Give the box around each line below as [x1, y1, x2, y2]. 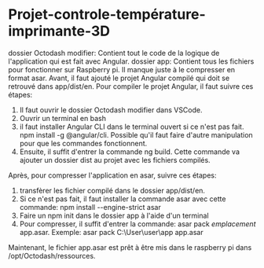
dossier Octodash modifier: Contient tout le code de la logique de [8, 48, 220, 57]
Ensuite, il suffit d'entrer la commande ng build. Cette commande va [19, 147, 240, 156]
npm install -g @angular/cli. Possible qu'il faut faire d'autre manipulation [19, 130, 253, 139]
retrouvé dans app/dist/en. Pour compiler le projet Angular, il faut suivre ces [8, 81, 254, 91]
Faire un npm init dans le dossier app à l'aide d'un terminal [19, 211, 210, 220]
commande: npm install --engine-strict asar [19, 202, 161, 211]
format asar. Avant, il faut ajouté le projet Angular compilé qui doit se [8, 73, 230, 83]
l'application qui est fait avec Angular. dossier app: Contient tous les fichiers [8, 57, 255, 66]
